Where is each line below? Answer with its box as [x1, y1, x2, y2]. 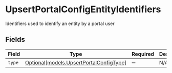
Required [131, 50, 155, 57]
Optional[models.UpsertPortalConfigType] [25, 59, 127, 66]
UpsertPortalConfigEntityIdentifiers [5, 4, 161, 15]
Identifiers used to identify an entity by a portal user [5, 20, 115, 27]
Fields [5, 35, 26, 44]
